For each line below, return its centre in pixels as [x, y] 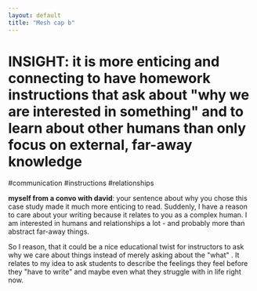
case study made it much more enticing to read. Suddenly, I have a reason [128, 207]
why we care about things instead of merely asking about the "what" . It [124, 255]
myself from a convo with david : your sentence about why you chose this [128, 198]
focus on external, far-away [100, 145]
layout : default [34, 15]
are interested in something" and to [126, 111]
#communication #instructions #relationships [81, 183]
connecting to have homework [109, 78]
